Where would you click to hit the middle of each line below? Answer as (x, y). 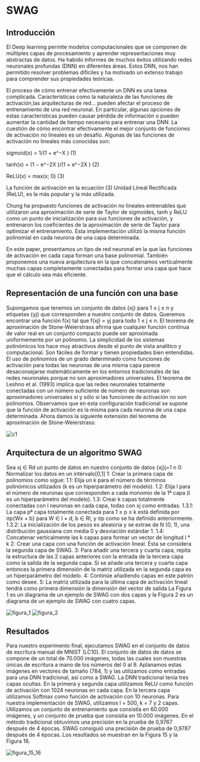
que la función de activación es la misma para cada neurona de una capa (96, 409)
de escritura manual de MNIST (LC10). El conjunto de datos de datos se (94, 652)
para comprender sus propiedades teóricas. (60, 79)
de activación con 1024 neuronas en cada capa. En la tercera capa (88, 690)
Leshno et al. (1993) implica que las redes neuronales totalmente (86, 384)
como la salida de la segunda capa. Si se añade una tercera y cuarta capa (97, 563)
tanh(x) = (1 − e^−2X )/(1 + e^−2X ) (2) (53, 164)
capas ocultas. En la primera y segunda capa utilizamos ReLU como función (100, 684)
